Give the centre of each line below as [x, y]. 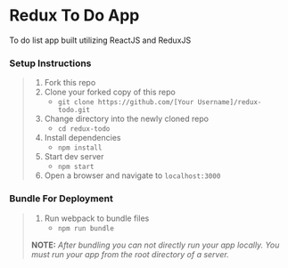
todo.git [74, 110]
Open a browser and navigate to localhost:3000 [132, 175]
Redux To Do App [74, 16]
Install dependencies [82, 138]
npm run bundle [86, 228]
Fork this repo [70, 83]
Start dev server [74, 157]
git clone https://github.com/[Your [126, 102]
